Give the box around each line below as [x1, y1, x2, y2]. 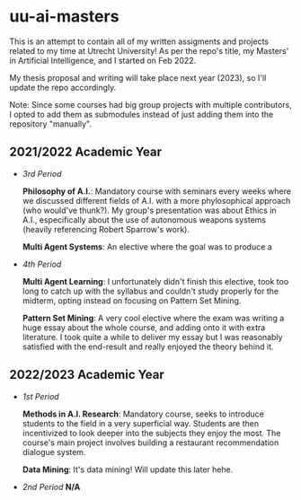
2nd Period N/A [22, 481, 81, 492]
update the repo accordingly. [9, 82, 117, 92]
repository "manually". [9, 118, 93, 129]
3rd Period [22, 168, 62, 179]
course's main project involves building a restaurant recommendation [22, 437, 279, 448]
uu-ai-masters [9, 6, 120, 27]
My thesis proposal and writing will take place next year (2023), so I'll [9, 72, 267, 83]
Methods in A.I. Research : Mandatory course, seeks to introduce [22, 408, 265, 419]
